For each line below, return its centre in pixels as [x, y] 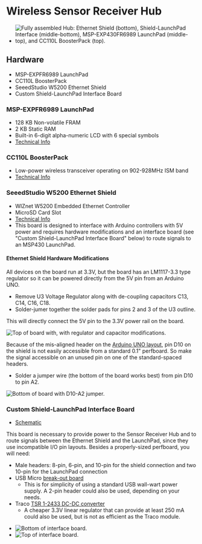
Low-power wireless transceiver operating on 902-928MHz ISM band [102, 171]
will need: [18, 454]
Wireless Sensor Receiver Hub [84, 11]
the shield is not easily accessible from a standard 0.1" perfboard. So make [99, 351]
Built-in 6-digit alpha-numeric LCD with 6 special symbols [87, 136]
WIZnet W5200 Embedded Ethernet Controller [72, 206]
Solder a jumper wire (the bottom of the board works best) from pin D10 [104, 375]
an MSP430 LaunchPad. [45, 244]
